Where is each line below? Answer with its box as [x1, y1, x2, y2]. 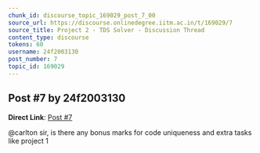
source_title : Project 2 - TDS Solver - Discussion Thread [8, 26, 205, 34]
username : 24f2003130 [8, 48, 79, 56]
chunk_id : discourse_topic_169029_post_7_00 [8, 11, 156, 20]
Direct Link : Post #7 [8, 112, 73, 122]
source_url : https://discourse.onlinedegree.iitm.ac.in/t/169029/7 [8, 19, 233, 27]
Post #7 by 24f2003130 [8, 92, 126, 105]
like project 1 [8, 136, 49, 145]
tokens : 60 [8, 41, 44, 49]
